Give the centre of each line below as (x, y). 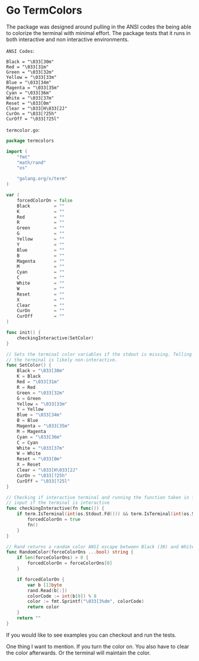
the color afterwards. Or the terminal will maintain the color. (78, 653)
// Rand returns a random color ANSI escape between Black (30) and (92, 546)
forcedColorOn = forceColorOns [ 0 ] (70, 563)
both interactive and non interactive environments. (68, 39)
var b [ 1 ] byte (45, 585)
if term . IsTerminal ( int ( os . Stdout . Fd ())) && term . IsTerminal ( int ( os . (105, 514)
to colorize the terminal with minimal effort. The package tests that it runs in (98, 33)
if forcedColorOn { (41, 579)
